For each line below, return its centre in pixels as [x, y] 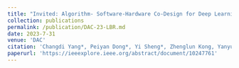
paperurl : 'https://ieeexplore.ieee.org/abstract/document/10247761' [113, 54]
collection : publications [46, 21]
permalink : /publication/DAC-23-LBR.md [67, 27]
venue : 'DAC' [27, 40]
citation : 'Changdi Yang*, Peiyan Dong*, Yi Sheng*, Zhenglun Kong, [111, 47]
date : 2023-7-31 [31, 34]
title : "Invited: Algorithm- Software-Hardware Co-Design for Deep [110, 14]
